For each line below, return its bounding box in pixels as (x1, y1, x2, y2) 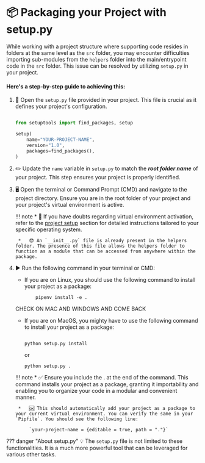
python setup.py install (24, 340, 88, 347)
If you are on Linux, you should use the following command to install (24, 276, 196, 284)
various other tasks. (6, 451, 57, 458)
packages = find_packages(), (26, 148, 95, 154)
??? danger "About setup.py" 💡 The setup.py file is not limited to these (6, 437, 183, 445)
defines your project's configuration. (15, 102, 107, 110)
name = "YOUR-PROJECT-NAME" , (26, 136, 95, 143)
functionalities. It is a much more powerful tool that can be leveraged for (6, 444, 188, 452)
